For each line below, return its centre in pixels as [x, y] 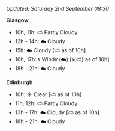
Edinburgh [19, 82]
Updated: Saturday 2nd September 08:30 [58, 9]
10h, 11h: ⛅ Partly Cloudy [46, 32]
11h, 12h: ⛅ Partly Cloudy [46, 103]
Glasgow [17, 20]
